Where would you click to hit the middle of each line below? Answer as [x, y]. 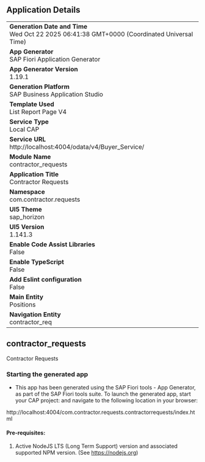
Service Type [29, 121]
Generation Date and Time [49, 26]
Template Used [32, 104]
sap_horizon [27, 217]
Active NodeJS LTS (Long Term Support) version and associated [96, 446]
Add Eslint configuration [46, 279]
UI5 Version [27, 227]
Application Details [43, 10]
